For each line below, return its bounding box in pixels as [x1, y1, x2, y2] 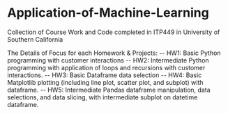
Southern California [7, 35, 63, 43]
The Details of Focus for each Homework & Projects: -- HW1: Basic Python [7, 49, 221, 57]
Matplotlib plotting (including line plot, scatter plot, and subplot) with [7, 78, 204, 86]
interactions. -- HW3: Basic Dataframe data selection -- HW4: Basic [7, 71, 202, 79]
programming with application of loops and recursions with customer [7, 63, 206, 72]
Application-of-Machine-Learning [7, 5, 209, 21]
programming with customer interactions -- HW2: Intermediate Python [7, 56, 209, 64]
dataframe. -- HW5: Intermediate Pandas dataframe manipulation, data [7, 85, 211, 94]
